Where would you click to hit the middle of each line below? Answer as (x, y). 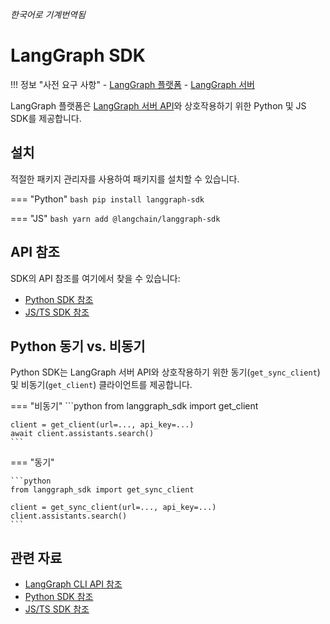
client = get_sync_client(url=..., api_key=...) (113, 508)
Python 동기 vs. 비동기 (78, 346)
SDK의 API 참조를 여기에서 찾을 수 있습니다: (95, 278)
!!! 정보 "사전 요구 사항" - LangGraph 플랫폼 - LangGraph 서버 (132, 84)
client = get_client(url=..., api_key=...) (102, 425)
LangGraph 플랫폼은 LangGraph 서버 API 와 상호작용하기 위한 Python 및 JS (158, 105)
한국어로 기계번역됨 (48, 14)
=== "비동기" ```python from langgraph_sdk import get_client (134, 406)
